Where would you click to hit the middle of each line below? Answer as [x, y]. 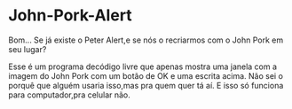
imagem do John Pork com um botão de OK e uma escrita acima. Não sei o [146, 75]
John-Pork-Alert [70, 16]
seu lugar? [28, 49]
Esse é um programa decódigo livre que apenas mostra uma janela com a [142, 66]
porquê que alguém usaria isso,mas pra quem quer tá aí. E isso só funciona [146, 85]
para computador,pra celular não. [69, 95]
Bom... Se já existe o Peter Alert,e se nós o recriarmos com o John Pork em [146, 40]
